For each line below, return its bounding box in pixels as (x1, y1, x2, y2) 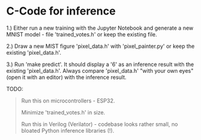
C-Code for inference (6, 4, 116, 18)
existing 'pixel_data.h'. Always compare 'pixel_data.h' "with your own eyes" (6, 67, 194, 74)
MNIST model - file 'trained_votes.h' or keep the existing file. (6, 30, 157, 38)
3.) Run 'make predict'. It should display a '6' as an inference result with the (6, 61, 194, 68)
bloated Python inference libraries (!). (21, 127, 114, 134)
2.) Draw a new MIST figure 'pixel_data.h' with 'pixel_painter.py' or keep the (6, 42, 195, 50)
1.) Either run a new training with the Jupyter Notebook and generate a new (6, 24, 194, 32)
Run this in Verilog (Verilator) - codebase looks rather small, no (21, 120, 179, 128)
